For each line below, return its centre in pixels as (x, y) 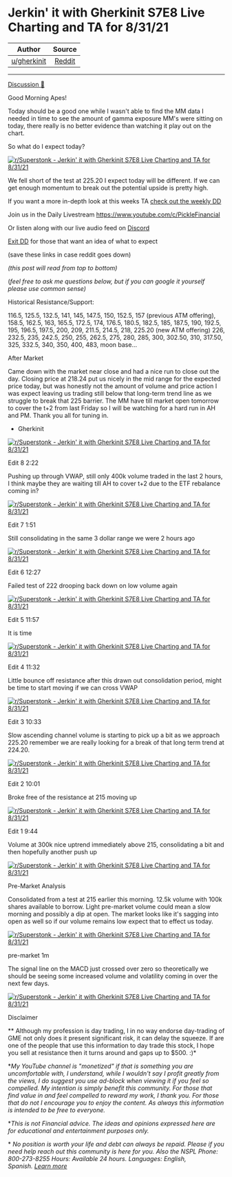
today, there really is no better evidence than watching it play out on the (110, 125)
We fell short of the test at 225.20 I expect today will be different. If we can (114, 180)
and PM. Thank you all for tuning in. (58, 415)
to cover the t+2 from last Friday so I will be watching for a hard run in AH (112, 408)
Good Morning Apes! (38, 97)
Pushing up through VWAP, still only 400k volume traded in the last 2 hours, (115, 476)
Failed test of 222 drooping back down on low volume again (93, 585)
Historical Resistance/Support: (51, 302)
